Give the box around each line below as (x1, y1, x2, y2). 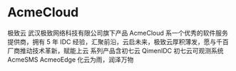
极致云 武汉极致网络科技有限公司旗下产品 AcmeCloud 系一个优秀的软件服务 (7, 28, 228, 37)
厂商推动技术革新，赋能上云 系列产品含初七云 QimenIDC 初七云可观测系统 (7, 46, 224, 55)
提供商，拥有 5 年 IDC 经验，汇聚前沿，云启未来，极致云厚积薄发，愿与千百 (7, 37, 230, 46)
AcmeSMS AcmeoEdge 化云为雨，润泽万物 (7, 55, 134, 64)
